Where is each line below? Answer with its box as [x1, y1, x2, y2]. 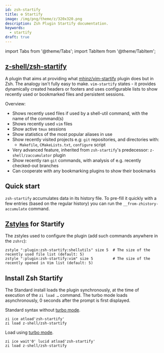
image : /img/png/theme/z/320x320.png [5, 16, 82, 21]
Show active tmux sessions [12, 126, 66, 132]
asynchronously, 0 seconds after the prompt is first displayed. [5, 297, 131, 303]
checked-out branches [12, 162, 59, 168]
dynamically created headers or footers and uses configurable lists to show [5, 86, 158, 92]
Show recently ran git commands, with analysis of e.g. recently [12, 157, 141, 163]
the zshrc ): [5, 238, 27, 244]
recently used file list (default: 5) [5, 252, 84, 257]
